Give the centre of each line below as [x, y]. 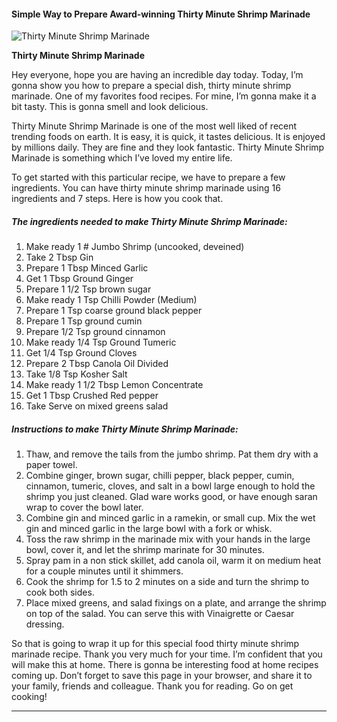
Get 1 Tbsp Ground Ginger [79, 279]
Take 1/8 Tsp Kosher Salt [76, 374]
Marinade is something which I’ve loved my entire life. [122, 158]
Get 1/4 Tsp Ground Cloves [81, 353]
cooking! [29, 697]
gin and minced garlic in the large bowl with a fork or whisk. [149, 529]
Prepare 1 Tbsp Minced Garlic [87, 268]
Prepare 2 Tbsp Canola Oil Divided [97, 364]
